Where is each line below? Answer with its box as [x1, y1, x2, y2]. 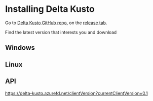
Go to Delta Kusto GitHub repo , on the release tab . [5, 20, 107, 26]
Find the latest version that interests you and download [5, 29, 117, 35]
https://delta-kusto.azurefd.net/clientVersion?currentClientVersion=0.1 [5, 90, 148, 96]
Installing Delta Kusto [5, 3, 95, 15]
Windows [5, 43, 35, 52]
